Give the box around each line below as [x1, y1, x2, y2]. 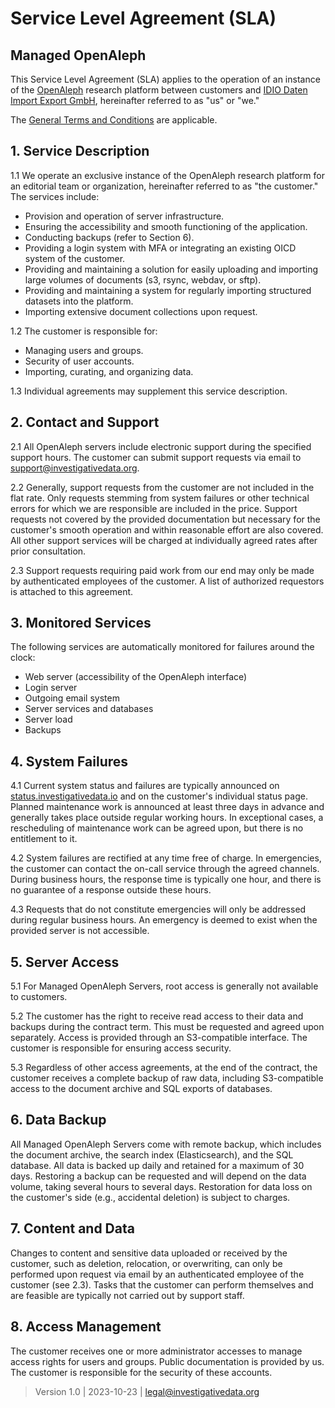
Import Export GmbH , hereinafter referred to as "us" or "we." [10, 95, 260, 106]
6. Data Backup [10, 1112, 107, 1129]
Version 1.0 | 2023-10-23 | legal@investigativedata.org [34, 1385, 260, 1397]
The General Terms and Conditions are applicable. [10, 114, 218, 126]
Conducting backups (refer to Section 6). [24, 231, 195, 243]
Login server [24, 682, 78, 694]
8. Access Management [10, 1318, 162, 1336]
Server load [24, 713, 73, 726]
